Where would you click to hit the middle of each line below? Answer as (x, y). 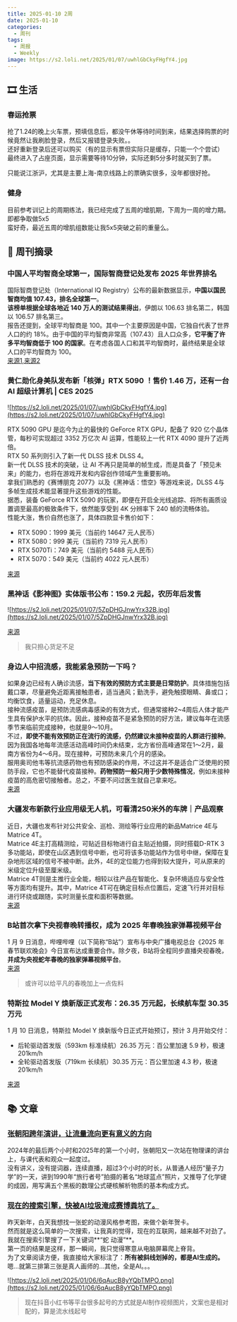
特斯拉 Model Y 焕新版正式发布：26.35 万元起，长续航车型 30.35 (118, 1003)
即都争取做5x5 (28, 219)
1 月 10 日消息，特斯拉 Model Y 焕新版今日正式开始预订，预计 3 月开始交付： (119, 1031)
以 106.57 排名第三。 (37, 317)
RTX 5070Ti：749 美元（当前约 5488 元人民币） (87, 550)
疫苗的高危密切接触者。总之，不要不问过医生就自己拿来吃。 (94, 781)
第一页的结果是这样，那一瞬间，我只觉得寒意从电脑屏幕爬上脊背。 (103, 1249)
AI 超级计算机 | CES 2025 (50, 391)
